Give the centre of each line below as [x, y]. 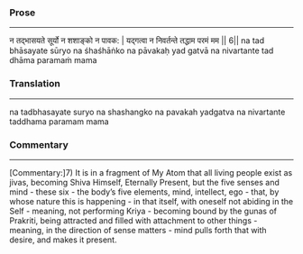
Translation [35, 84]
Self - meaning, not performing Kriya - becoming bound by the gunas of [143, 211]
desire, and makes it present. [63, 240]
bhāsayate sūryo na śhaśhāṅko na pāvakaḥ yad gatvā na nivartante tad [142, 50]
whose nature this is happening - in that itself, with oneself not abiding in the [151, 201]
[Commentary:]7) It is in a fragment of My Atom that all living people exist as [151, 172]
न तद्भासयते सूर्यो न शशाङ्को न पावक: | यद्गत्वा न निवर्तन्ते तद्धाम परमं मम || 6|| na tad [137, 41]
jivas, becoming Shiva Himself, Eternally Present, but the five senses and [144, 182]
